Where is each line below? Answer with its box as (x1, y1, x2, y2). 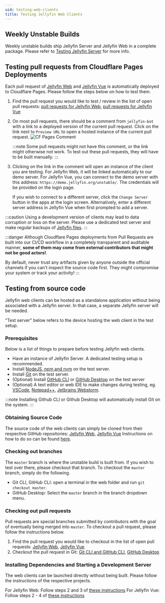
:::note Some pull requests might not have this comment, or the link (12, 143, 149, 149)
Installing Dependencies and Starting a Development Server (5, 562, 152, 568)
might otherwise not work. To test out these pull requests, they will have (12, 149, 159, 155)
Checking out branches (5, 448, 63, 455)
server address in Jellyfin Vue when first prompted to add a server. (12, 205, 149, 211)
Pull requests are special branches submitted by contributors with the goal (5, 519, 156, 525)
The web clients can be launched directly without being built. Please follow (5, 572, 157, 578)
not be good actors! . (5, 250, 48, 256)
